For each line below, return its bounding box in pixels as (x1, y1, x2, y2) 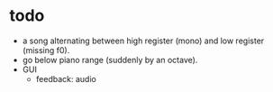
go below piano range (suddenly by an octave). (22, 54, 198, 65)
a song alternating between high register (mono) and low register (22, 35, 265, 46)
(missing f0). (22, 44, 70, 55)
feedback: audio (35, 73, 96, 84)
